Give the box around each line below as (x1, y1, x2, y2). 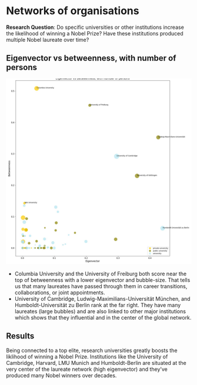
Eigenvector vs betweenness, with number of (6, 53, 176, 63)
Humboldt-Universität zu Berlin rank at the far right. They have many (14, 301, 181, 308)
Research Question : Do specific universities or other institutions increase (6, 24, 184, 31)
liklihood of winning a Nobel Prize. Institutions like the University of (6, 353, 168, 360)
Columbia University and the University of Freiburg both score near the (14, 270, 187, 277)
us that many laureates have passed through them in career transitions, (14, 282, 188, 289)
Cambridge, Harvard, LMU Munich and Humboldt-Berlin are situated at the (6, 359, 187, 366)
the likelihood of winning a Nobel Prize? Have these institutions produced (6, 29, 183, 37)
